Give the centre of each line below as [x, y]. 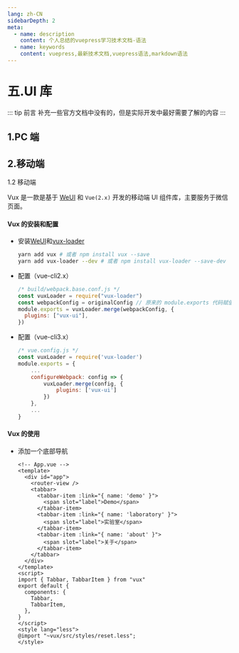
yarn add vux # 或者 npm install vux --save [84, 255]
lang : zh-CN [25, 14]
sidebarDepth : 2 [31, 21]
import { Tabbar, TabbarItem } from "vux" [81, 580]
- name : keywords [39, 47]
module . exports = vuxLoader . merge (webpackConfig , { [96, 309]
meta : [15, 27]
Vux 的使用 [24, 434]
